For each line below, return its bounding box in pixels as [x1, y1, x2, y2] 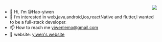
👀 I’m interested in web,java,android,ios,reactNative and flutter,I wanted [9, 14, 154, 20]
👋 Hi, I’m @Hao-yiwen [9, 9, 54, 14]
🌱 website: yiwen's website [9, 31, 65, 37]
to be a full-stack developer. [9, 19, 67, 25]
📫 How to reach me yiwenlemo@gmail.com [9, 25, 99, 30]
